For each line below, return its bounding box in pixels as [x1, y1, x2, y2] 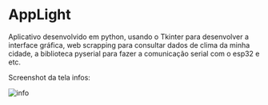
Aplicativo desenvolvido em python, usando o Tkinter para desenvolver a [8, 32, 250, 41]
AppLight [8, 6, 72, 24]
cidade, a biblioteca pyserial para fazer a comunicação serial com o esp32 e [8, 49, 260, 58]
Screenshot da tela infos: [8, 72, 90, 82]
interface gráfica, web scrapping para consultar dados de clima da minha [8, 40, 250, 49]
